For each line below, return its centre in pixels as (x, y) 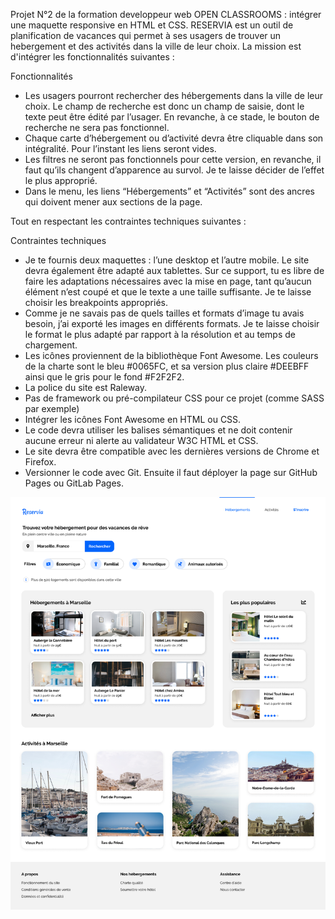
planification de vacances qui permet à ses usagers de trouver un (146, 35)
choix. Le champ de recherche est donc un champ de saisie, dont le (164, 106)
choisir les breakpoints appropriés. (96, 302)
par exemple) (52, 408)
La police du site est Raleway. (86, 387)
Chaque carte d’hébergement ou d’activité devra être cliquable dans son (174, 138)
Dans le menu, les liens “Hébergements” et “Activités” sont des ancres (169, 191)
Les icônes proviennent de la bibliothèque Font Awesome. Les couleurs (171, 355)
